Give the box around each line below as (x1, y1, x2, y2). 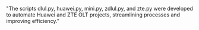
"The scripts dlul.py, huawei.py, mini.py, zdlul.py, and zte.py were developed (6, 5, 193, 12)
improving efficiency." (6, 18, 60, 24)
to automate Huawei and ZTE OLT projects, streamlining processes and (6, 11, 180, 18)
